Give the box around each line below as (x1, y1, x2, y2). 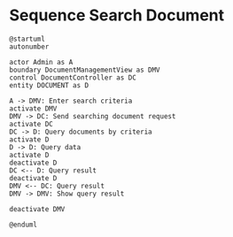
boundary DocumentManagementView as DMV (9, 65, 161, 74)
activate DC (9, 119, 53, 128)
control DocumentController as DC (9, 73, 137, 82)
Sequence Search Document (9, 5, 225, 26)
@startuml (9, 34, 46, 43)
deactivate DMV (9, 204, 66, 213)
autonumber (9, 42, 50, 51)
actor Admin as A (9, 57, 74, 66)
